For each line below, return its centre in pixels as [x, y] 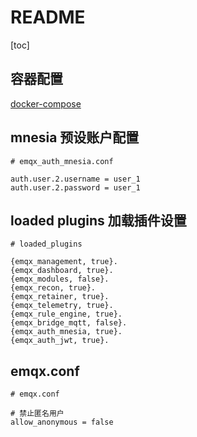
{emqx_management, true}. [64, 262]
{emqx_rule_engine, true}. [66, 314]
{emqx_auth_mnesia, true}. [66, 332]
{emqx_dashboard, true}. [62, 271]
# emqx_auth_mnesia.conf [62, 161]
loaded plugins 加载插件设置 [98, 220]
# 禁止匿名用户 [37, 414]
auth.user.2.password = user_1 [75, 187]
